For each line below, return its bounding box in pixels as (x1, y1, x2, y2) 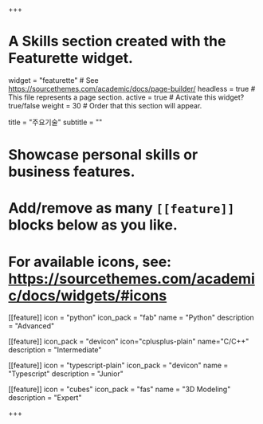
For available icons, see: (8, 253, 172, 271)
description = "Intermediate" (8, 345, 102, 355)
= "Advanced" (8, 321, 55, 331)
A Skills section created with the (8, 33, 226, 50)
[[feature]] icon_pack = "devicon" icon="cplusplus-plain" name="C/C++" (8, 336, 249, 347)
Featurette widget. (8, 49, 134, 68)
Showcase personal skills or (8, 146, 198, 164)
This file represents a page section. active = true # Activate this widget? (8, 92, 245, 102)
